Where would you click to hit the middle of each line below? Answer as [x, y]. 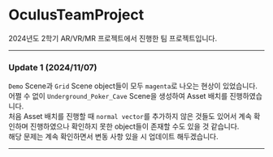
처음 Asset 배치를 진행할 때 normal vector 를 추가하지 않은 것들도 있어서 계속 [130, 117]
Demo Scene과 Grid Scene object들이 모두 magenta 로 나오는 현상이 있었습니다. [133, 86]
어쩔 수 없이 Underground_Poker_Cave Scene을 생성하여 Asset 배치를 [118, 96]
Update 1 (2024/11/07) [53, 67]
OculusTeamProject [76, 15]
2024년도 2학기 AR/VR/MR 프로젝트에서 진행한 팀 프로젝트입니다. [113, 38]
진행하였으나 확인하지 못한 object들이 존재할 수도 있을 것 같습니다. [134, 126]
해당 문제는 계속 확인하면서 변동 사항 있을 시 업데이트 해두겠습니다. [113, 137]
